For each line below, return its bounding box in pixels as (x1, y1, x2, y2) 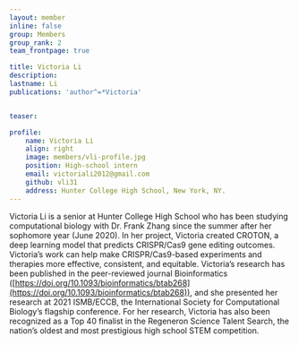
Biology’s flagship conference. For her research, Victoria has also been (9, 306, 270, 316)
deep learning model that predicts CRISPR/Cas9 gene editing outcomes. (9, 239, 276, 250)
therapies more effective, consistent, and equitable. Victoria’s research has (9, 258, 285, 269)
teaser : (9, 111, 38, 121)
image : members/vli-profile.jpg (25, 153, 146, 162)
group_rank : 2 (9, 38, 63, 47)
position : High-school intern (25, 161, 139, 170)
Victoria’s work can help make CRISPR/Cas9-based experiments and (9, 248, 262, 260)
